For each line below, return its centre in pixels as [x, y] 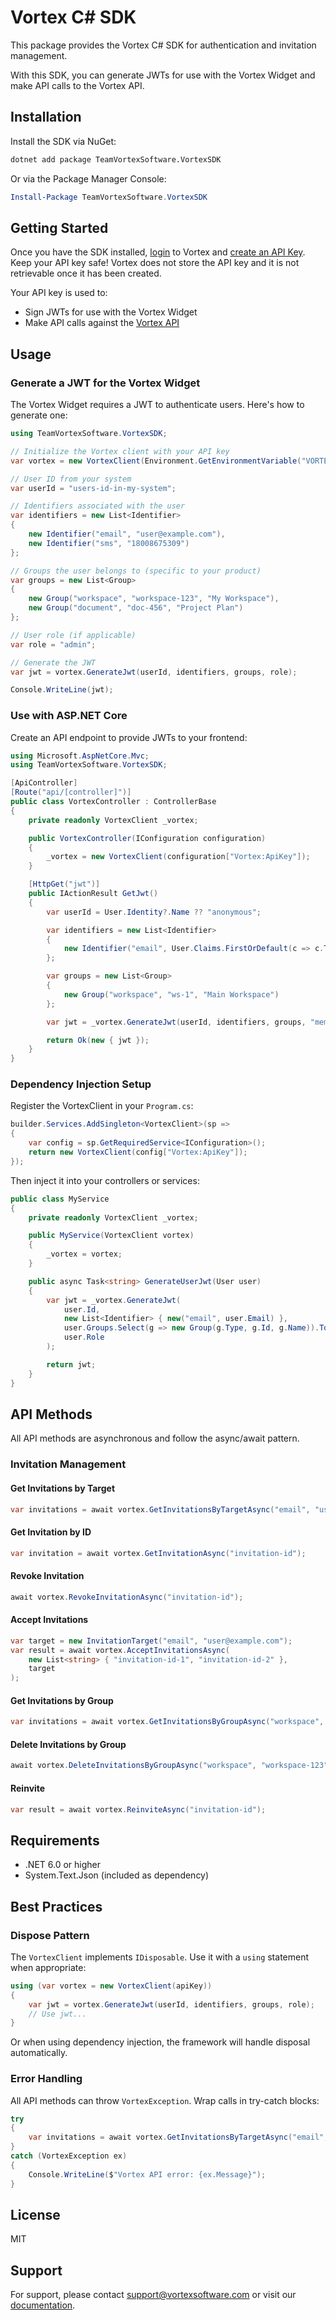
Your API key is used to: [59, 293]
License [35, 2214]
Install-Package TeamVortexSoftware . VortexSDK [109, 197]
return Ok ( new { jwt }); [98, 1040]
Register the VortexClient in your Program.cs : [102, 1106]
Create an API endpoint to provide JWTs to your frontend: [129, 737]
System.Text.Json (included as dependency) [117, 1875]
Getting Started [59, 227]
